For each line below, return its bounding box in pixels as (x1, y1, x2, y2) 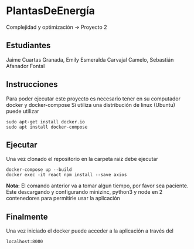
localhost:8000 (6, 239, 43, 245)
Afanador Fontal (6, 62, 45, 69)
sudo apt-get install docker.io (6, 119, 85, 124)
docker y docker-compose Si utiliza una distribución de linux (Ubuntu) (6, 101, 176, 108)
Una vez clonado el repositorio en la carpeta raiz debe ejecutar (6, 156, 158, 163)
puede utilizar (6, 107, 39, 115)
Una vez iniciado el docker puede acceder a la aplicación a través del (6, 227, 174, 234)
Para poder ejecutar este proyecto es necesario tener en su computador (6, 95, 181, 102)
